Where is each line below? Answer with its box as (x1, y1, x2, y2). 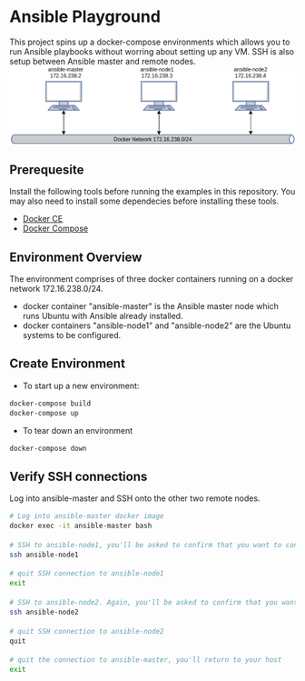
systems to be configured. (22, 329, 121, 340)
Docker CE (22, 214, 64, 225)
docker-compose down (9, 444, 88, 453)
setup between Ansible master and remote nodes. (9, 55, 197, 66)
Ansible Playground (9, 6, 162, 27)
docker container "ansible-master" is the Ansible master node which (22, 300, 280, 311)
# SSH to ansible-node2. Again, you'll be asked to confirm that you (9, 598, 279, 607)
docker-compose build (9, 398, 92, 408)
